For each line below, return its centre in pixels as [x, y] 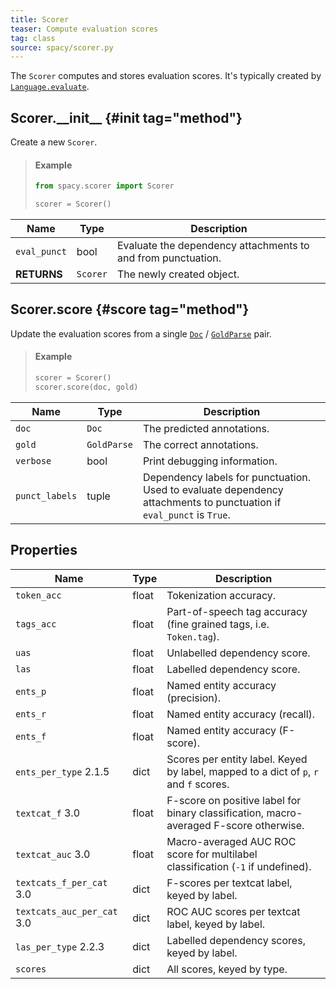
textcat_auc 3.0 [53, 854]
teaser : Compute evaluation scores [84, 29]
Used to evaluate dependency [213, 489]
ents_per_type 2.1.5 [62, 771]
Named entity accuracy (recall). [241, 714]
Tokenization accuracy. [221, 595]
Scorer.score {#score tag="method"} [130, 309]
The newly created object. [178, 274]
